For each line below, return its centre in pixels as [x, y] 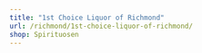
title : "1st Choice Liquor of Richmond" [87, 18]
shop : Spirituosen [44, 34]
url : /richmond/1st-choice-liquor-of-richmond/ [101, 26]
